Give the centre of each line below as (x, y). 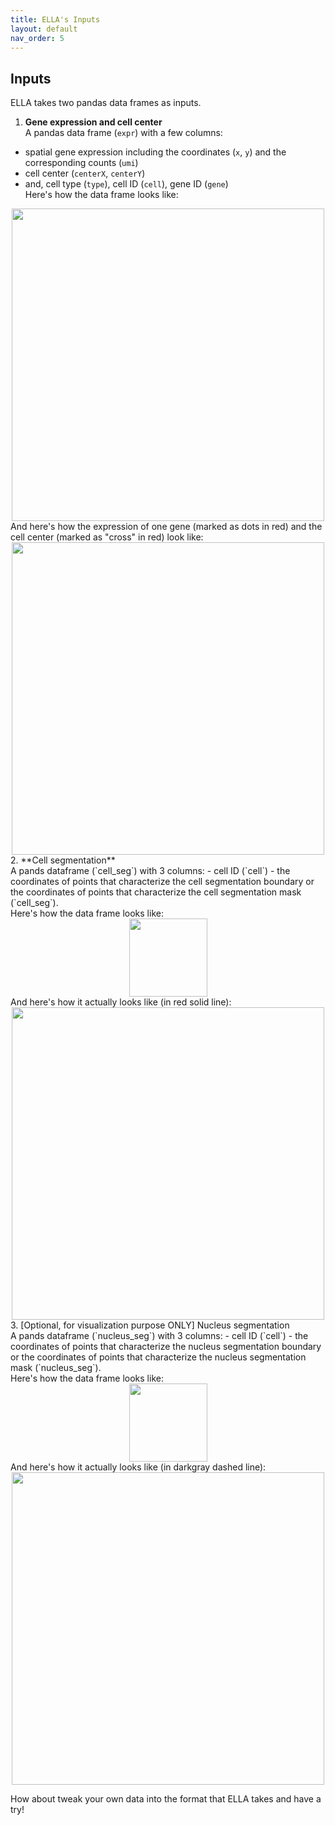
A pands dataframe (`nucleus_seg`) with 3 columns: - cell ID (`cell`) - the (159, 1336)
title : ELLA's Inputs (55, 19)
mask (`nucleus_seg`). (56, 1368)
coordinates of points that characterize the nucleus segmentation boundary (166, 1347)
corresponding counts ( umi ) (81, 163)
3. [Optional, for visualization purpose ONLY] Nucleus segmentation (150, 1325)
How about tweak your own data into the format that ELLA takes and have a (166, 1799)
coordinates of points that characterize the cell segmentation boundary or (162, 882)
